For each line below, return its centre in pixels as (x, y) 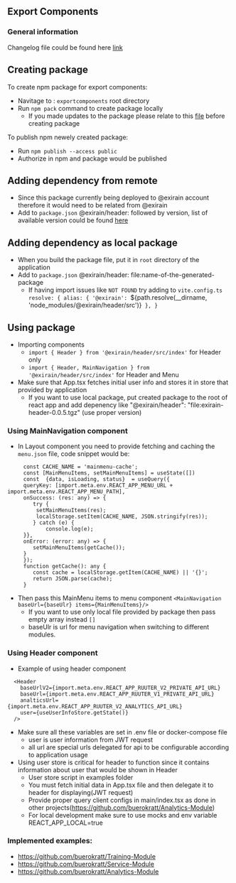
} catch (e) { (54, 523)
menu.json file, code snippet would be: (74, 454)
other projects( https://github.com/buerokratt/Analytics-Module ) (122, 807)
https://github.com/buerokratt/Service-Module (86, 864)
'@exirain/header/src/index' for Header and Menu (103, 374)
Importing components (51, 345)
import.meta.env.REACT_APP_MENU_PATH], (66, 492)
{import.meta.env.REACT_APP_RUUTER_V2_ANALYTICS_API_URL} (95, 706)
